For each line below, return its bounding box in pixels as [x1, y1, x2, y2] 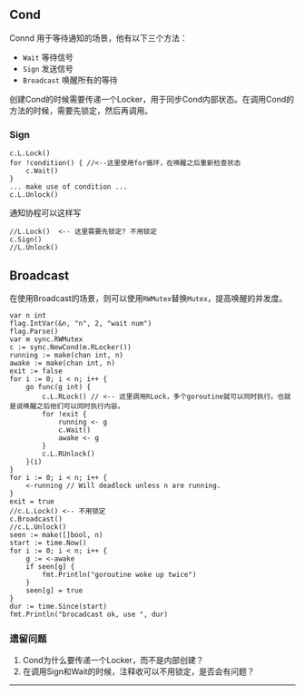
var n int [9, 310, 47, 320]
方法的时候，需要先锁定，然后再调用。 [9, 104, 152, 116]
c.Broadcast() [9, 514, 64, 524]
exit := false [9, 367, 64, 376]
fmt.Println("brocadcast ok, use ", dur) [9, 610, 169, 619]
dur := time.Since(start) [9, 602, 107, 611]
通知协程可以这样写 [9, 208, 82, 219]
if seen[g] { [25, 562, 75, 571]
